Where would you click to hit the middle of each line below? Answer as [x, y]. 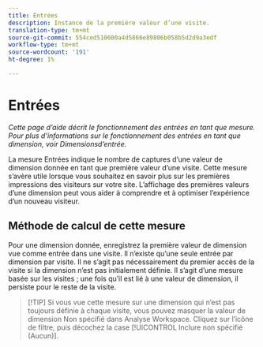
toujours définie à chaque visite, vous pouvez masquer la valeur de [137, 310]
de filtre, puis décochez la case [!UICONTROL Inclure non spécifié [135, 327]
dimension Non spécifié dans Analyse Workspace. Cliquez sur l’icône [141, 319]
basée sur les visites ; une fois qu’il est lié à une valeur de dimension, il [123, 278]
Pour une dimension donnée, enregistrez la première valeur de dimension [128, 244]
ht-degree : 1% [32, 60]
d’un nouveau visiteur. [44, 201]
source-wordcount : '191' [49, 52]
